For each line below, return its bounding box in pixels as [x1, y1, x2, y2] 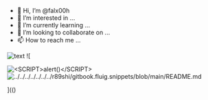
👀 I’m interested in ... [16, 14, 76, 22]
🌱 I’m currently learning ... [16, 21, 91, 29]
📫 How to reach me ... [16, 36, 81, 44]
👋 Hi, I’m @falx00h [16, 7, 70, 14]
